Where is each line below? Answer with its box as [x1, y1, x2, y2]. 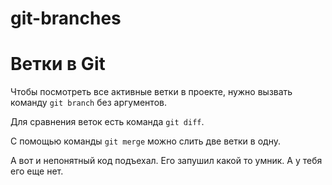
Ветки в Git [10, 53, 106, 76]
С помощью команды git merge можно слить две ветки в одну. [10, 135, 281, 147]
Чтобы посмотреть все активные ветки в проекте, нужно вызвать [10, 86, 293, 98]
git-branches [10, 7, 122, 30]
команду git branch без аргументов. [10, 97, 167, 109]
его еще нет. [10, 165, 64, 177]
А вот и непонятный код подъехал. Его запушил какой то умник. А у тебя [10, 155, 323, 167]
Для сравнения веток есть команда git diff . [10, 116, 205, 128]
